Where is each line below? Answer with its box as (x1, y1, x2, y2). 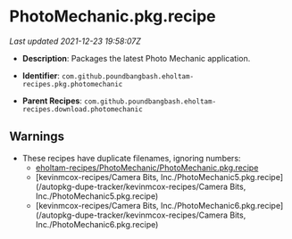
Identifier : (21, 70, 61, 81)
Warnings (9, 129, 65, 144)
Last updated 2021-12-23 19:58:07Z (9, 36, 141, 46)
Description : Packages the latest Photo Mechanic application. (21, 53, 251, 63)
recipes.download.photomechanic (21, 104, 143, 113)
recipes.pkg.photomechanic (21, 79, 123, 88)
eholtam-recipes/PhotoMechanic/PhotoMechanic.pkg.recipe (35, 162, 259, 173)
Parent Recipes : (21, 95, 83, 106)
